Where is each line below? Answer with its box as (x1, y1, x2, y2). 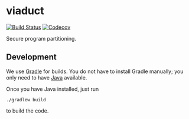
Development (6, 52, 57, 62)
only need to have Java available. (6, 74, 87, 81)
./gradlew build (6, 97, 46, 103)
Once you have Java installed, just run (6, 85, 99, 92)
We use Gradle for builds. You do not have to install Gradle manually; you (6, 68, 184, 75)
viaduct (6, 4, 44, 18)
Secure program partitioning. (6, 35, 77, 42)
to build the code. (6, 107, 49, 114)
